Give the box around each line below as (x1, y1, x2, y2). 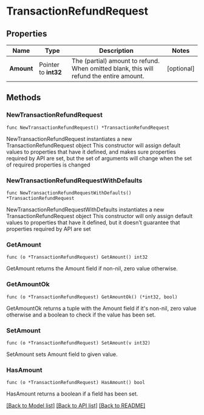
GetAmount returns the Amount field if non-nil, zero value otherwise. (6, 265, 178, 272)
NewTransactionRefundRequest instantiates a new (6, 135, 132, 142)
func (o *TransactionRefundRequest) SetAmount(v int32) (6, 340, 151, 346)
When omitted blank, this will (72, 64, 154, 72)
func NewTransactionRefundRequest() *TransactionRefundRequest (6, 125, 170, 131)
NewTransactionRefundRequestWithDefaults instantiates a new (6, 205, 165, 213)
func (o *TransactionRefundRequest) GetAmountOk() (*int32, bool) (6, 293, 178, 300)
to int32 (39, 68, 62, 77)
